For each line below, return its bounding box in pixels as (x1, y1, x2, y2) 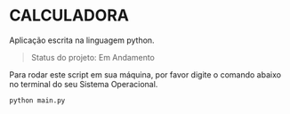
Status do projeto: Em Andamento (30, 52, 156, 62)
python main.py (9, 95, 66, 105)
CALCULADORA (9, 5, 129, 26)
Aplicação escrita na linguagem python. (9, 35, 155, 45)
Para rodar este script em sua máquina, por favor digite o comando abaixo (9, 69, 282, 80)
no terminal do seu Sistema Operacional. (9, 78, 158, 89)
